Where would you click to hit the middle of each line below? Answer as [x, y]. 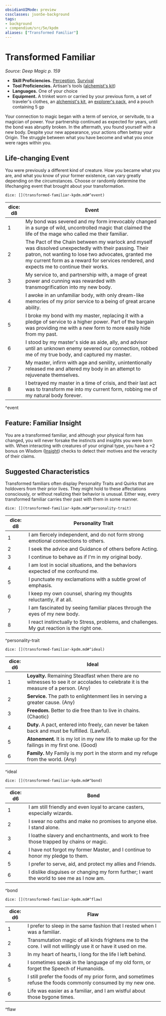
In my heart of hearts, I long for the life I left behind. [87, 955]
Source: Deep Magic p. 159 [33, 71]
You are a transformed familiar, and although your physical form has [74, 435]
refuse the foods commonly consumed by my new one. [91, 983]
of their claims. [20, 456]
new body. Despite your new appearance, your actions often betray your [79, 132]
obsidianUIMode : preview [31, 10]
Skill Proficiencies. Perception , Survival [53, 80]
